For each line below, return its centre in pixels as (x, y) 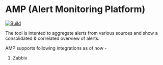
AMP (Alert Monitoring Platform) (75, 9)
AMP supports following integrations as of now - (56, 48)
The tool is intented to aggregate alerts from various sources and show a (81, 33)
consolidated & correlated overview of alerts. (52, 38)
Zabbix (20, 58)
